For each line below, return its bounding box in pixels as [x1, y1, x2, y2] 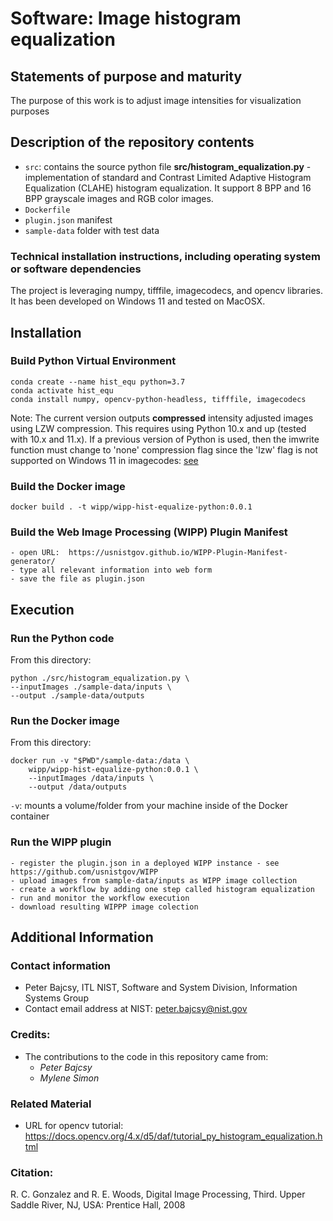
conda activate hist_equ [10, 385, 114, 396]
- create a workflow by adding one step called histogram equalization [10, 884, 315, 894]
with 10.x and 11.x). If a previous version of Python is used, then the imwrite [10, 433, 320, 445]
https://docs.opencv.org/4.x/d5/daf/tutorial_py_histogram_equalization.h [24, 1130, 323, 1142]
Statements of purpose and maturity [10, 68, 243, 85]
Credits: [10, 1028, 51, 1042]
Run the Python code [10, 631, 115, 645]
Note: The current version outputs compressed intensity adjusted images [10, 412, 314, 424]
